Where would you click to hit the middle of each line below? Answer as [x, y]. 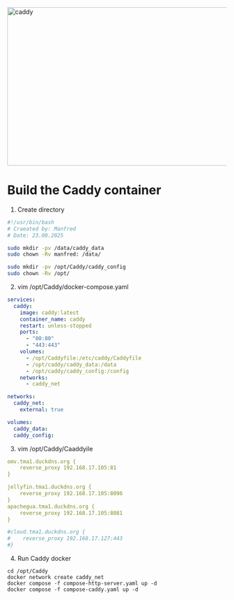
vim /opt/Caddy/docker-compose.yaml [73, 287]
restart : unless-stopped [56, 325]
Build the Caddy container [84, 190]
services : [22, 300]
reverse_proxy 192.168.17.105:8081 [71, 513]
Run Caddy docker [44, 559]
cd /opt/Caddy [28, 571]
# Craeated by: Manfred [42, 229]
